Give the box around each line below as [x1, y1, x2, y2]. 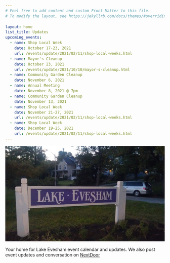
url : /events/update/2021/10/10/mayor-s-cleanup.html [14, 67, 130, 72]
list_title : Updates [5, 29, 49, 35]
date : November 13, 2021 [14, 99, 67, 104]
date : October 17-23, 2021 [14, 46, 71, 51]
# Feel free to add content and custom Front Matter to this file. [5, 8, 151, 13]
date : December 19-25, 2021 [14, 126, 73, 131]
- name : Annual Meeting [10, 83, 60, 88]
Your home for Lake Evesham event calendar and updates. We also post [5, 246, 155, 252]
